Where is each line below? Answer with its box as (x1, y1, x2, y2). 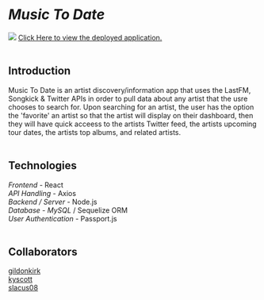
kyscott (8, 275, 33, 284)
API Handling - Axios (8, 188, 77, 198)
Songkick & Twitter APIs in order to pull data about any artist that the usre (8, 94, 248, 103)
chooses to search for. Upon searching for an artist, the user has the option (8, 102, 254, 112)
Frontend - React (8, 180, 63, 190)
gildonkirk (8, 266, 41, 275)
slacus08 (8, 283, 38, 293)
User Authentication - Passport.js (8, 213, 117, 223)
